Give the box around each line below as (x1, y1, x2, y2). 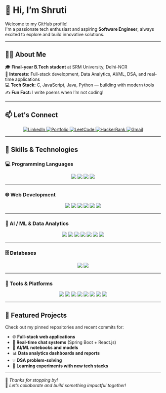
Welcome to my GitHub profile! (5, 21, 68, 27)
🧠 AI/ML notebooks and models (12, 344, 79, 351)
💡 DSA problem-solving (12, 357, 62, 363)
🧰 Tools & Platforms (5, 280, 53, 287)
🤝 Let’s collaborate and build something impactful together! (5, 383, 126, 389)
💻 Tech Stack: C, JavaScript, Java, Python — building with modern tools (5, 82, 154, 88)
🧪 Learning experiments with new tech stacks (12, 363, 109, 369)
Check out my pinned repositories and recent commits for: (5, 324, 124, 330)
